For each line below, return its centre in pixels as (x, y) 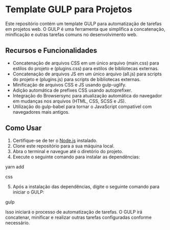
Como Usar (23, 128)
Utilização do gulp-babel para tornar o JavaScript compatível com (82, 107)
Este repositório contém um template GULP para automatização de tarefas (83, 24)
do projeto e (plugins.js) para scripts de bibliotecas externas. (77, 79)
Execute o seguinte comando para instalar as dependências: (76, 157)
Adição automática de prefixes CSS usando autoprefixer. (72, 90)
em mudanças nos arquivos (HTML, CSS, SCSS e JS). (69, 101)
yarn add (15, 166)
